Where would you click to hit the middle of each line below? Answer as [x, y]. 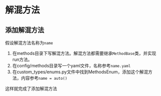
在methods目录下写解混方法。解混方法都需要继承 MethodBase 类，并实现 [84, 53]
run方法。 [22, 59]
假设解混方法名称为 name [29, 43]
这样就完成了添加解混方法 [31, 89]
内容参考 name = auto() [44, 78]
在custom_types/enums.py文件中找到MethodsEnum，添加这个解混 [80, 72]
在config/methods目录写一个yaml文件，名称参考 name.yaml [71, 66]
